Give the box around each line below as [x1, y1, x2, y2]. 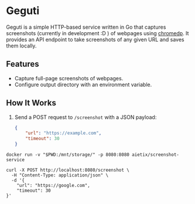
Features [6, 59, 39, 69]
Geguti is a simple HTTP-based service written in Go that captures [6, 23, 166, 30]
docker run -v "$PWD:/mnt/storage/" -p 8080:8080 [6, 152, 130, 158]
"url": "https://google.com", [16, 183, 91, 189]
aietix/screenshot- [131, 152, 180, 158]
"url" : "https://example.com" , [25, 130, 102, 136]
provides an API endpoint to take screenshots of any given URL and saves [6, 36, 184, 43]
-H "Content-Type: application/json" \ [11, 172, 109, 178]
